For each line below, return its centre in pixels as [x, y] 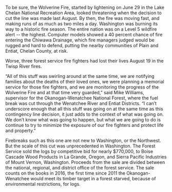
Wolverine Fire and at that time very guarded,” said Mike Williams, [75, 92]
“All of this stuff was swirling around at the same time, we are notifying [80, 76]
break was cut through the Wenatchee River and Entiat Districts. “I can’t [81, 103]
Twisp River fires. [24, 66]
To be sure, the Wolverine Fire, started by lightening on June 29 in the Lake [85, 7]
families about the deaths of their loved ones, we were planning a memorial [85, 82]
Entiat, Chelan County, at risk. [37, 51]
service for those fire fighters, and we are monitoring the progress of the [82, 87]
